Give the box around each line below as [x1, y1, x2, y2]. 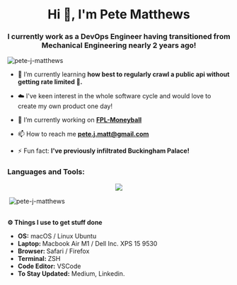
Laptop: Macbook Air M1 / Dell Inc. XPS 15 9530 [17, 240, 158, 248]
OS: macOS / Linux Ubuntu [17, 232, 97, 240]
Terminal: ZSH [17, 255, 61, 263]
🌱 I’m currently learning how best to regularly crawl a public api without [17, 70, 230, 78]
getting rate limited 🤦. [17, 78, 83, 86]
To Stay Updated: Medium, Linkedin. [17, 269, 125, 278]
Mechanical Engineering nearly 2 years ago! [41, 40, 197, 50]
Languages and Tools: [7, 167, 85, 177]
